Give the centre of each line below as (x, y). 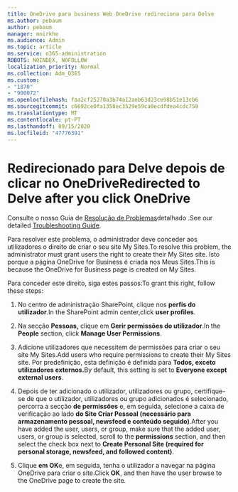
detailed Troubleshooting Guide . (54, 225)
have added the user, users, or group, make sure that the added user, (119, 429)
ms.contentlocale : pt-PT (44, 119)
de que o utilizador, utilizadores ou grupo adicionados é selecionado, (128, 399)
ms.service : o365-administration (57, 54)
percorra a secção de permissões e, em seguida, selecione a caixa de (121, 407)
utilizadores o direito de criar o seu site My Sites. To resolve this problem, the (119, 247)
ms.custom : (23, 80)
